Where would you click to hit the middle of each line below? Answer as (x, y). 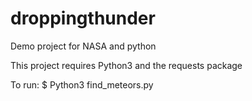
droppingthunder (83, 18)
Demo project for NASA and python (83, 46)
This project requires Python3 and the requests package (126, 65)
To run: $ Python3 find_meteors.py (82, 84)
